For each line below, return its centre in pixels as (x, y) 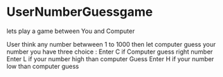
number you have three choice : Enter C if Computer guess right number (110, 52)
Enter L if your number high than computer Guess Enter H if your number (110, 58)
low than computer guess (43, 66)
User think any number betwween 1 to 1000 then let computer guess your (111, 44)
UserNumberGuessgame (80, 12)
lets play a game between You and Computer (71, 31)
